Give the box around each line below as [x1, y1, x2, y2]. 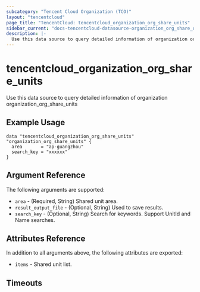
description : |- [6, 31, 46, 37]
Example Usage [6, 118, 65, 128]
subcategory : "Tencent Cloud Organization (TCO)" [6, 8, 132, 15]
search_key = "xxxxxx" [11, 149, 68, 155]
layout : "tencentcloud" [6, 14, 65, 20]
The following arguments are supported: [6, 186, 105, 193]
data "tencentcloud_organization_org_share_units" [6, 133, 135, 139]
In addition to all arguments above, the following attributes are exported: [6, 249, 183, 256]
